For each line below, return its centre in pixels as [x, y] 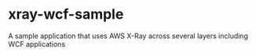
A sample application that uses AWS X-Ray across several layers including [128, 36]
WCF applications [37, 44]
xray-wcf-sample [66, 14]
